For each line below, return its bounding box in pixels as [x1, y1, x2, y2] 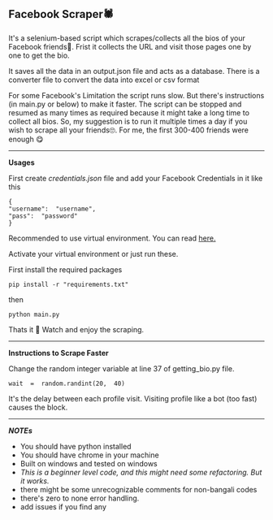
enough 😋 [8, 134, 44, 144]
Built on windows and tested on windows [19, 458, 158, 468]
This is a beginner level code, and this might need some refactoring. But [19, 467, 262, 477]
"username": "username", [8, 205, 96, 213]
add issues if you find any [19, 501, 107, 511]
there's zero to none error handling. [19, 493, 140, 503]
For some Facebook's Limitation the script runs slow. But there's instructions [8, 90, 265, 100]
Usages [8, 158, 35, 167]
